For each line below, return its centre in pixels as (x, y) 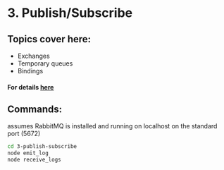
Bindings (30, 71)
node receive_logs (34, 160)
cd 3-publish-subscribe (42, 147)
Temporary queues (45, 63)
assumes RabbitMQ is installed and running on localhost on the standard (112, 126)
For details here (31, 87)
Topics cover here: (49, 39)
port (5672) (24, 134)
